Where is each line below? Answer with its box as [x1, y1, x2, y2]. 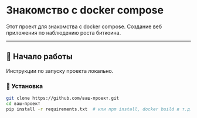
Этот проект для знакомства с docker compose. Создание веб [6, 23, 162, 30]
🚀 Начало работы [6, 52, 73, 62]
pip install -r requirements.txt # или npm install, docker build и [6, 106, 180, 112]
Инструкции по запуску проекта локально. [6, 67, 114, 74]
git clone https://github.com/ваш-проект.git [6, 95, 119, 102]
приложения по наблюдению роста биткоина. [6, 29, 121, 36]
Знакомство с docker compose [6, 4, 164, 17]
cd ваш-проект [6, 100, 41, 106]
